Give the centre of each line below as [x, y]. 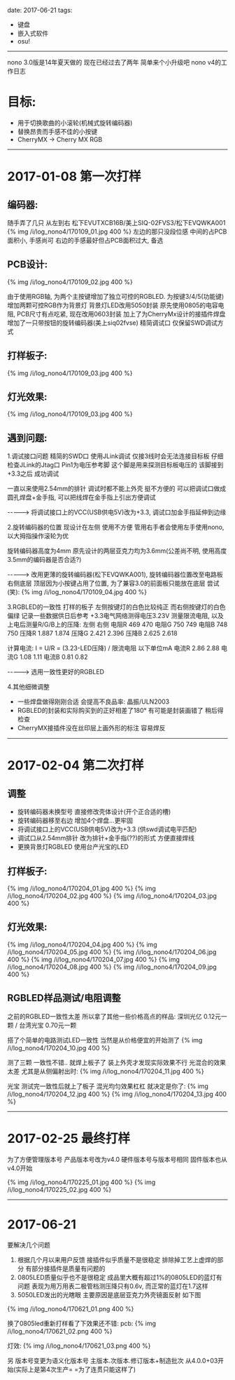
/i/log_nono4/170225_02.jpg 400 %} [59, 1189]
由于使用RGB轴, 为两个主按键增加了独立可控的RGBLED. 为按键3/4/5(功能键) [116, 296]
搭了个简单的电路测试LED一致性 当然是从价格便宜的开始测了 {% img [105, 1040]
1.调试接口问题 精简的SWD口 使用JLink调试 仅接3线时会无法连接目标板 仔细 [115, 456]
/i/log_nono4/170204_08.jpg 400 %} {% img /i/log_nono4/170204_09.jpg [112, 967]
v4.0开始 [20, 1168]
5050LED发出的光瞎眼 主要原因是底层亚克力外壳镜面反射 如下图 [109, 1294]
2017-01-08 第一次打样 [74, 176]
